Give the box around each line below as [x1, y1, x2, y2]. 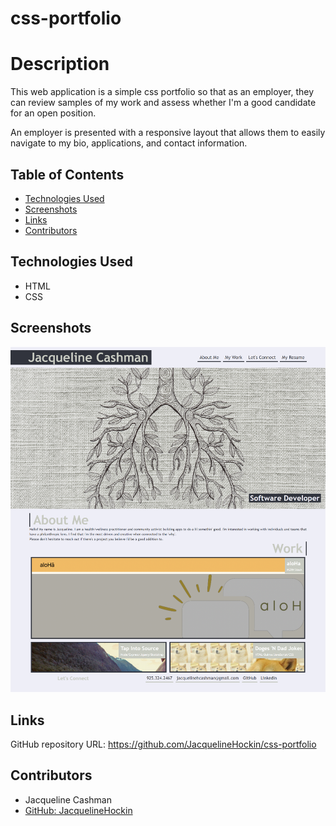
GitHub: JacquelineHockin [24, 804, 133, 816]
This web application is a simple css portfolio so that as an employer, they [10, 86, 315, 98]
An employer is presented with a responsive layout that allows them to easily [10, 127, 326, 139]
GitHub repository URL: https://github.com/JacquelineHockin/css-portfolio [10, 738, 317, 750]
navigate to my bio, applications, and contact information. [10, 137, 248, 149]
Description [10, 53, 110, 76]
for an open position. [10, 107, 97, 119]
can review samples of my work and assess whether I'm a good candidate [10, 97, 317, 109]
